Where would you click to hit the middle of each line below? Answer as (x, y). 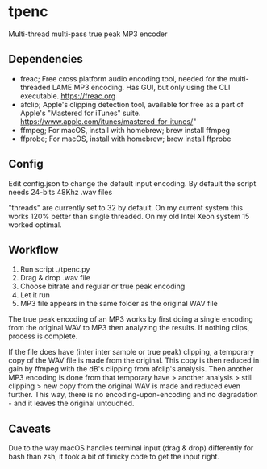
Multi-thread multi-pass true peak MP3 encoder (88, 34)
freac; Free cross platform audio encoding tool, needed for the (124, 78)
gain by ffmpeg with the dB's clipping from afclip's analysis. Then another (131, 369)
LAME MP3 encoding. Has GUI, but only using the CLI (141, 87)
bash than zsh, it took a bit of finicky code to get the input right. (114, 457)
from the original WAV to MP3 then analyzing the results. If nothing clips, (129, 328)
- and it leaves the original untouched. (71, 403)
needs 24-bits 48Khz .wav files (60, 192)
